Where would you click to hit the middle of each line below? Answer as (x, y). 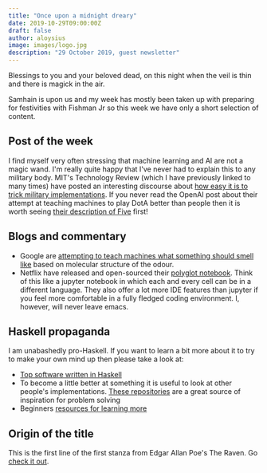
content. (22, 116)
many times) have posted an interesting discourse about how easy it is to (128, 186)
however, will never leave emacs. (74, 306)
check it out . (29, 461)
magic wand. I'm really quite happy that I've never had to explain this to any (132, 169)
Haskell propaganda (59, 332)
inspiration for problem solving (70, 400)
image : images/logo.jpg (48, 45)
